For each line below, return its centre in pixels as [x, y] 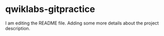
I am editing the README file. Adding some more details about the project [82, 23]
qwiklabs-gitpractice [50, 9]
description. [18, 28]
